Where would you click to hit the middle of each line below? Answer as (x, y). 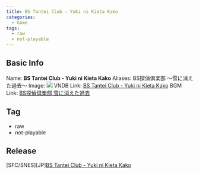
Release (21, 151)
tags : (13, 28)
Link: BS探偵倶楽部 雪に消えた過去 (48, 93)
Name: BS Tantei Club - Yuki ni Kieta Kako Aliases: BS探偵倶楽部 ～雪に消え (100, 78)
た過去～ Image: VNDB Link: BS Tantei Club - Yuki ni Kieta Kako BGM (94, 85)
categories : (21, 17)
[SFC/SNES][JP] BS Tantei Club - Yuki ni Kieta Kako (69, 165)
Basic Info (25, 63)
